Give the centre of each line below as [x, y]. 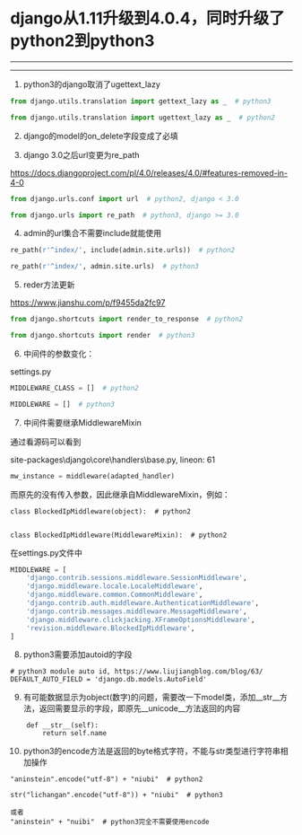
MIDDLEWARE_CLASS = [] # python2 [75, 388]
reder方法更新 [49, 285]
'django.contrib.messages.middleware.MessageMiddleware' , [137, 611]
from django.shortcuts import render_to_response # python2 [127, 320]
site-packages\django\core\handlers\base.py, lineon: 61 [113, 460]
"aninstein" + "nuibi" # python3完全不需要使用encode [110, 822]
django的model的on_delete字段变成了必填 [100, 136]
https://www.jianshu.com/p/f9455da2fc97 [88, 303]
